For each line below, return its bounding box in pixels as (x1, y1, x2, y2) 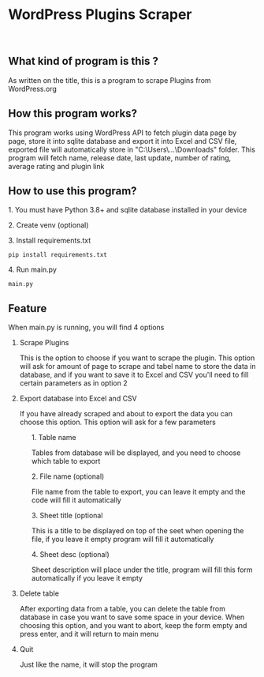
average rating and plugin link (8, 161, 105, 171)
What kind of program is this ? (8, 55, 159, 68)
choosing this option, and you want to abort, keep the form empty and (19, 621, 247, 630)
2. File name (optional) (31, 472, 105, 481)
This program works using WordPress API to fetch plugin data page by (8, 128, 237, 137)
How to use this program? (8, 184, 137, 197)
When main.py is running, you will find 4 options (8, 322, 165, 333)
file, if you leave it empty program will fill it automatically (31, 535, 214, 544)
